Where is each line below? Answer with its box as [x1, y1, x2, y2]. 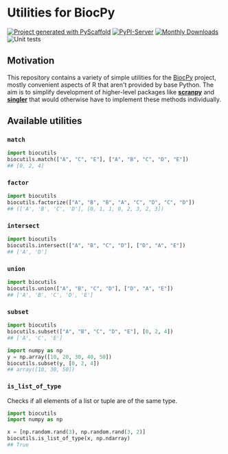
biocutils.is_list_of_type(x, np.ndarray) [7, 435, 130, 442]
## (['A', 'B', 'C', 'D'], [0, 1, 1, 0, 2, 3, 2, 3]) [7, 205, 165, 213]
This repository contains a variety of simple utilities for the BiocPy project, [7, 73, 216, 81]
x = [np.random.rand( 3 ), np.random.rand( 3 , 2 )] [7, 429, 146, 435]
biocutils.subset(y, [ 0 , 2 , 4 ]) [7, 360, 100, 367]
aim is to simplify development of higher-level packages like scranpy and [7, 87, 215, 96]
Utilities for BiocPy [7, 5, 115, 21]
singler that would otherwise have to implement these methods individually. [7, 95, 222, 103]
